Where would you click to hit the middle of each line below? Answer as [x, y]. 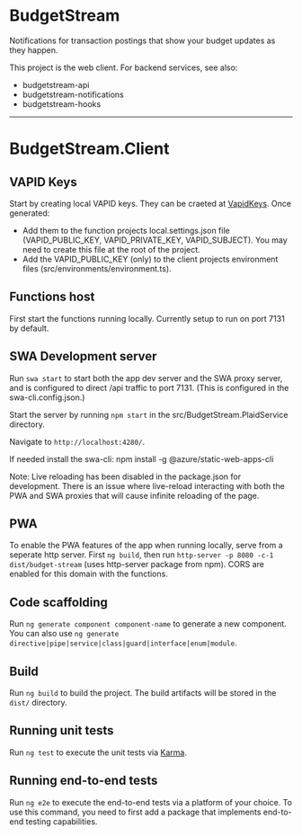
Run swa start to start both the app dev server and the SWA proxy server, [146, 378]
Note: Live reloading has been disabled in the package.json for [125, 476]
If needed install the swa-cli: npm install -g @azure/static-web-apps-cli [142, 458]
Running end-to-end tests [84, 781]
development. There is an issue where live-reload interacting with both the [147, 485]
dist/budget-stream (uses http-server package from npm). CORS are [137, 565]
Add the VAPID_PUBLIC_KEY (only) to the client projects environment [150, 259]
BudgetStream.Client [89, 149]
